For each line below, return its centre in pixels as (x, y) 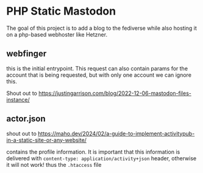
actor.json (26, 119)
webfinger (27, 54)
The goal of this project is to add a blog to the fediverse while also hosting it (101, 28)
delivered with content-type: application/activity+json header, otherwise (101, 158)
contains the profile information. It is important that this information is (93, 152)
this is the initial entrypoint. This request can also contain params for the (97, 68)
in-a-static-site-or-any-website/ (47, 140)
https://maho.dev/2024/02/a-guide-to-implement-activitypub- (116, 133)
